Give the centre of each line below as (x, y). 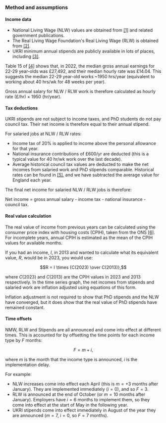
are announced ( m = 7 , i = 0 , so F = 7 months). (60, 415)
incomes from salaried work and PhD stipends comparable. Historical (83, 170)
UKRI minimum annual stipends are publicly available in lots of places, (83, 51)
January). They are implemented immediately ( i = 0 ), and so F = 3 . (80, 389)
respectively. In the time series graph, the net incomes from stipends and (80, 282)
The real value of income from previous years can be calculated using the (81, 227)
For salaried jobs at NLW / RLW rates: (43, 134)
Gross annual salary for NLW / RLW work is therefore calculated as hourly (81, 92)
